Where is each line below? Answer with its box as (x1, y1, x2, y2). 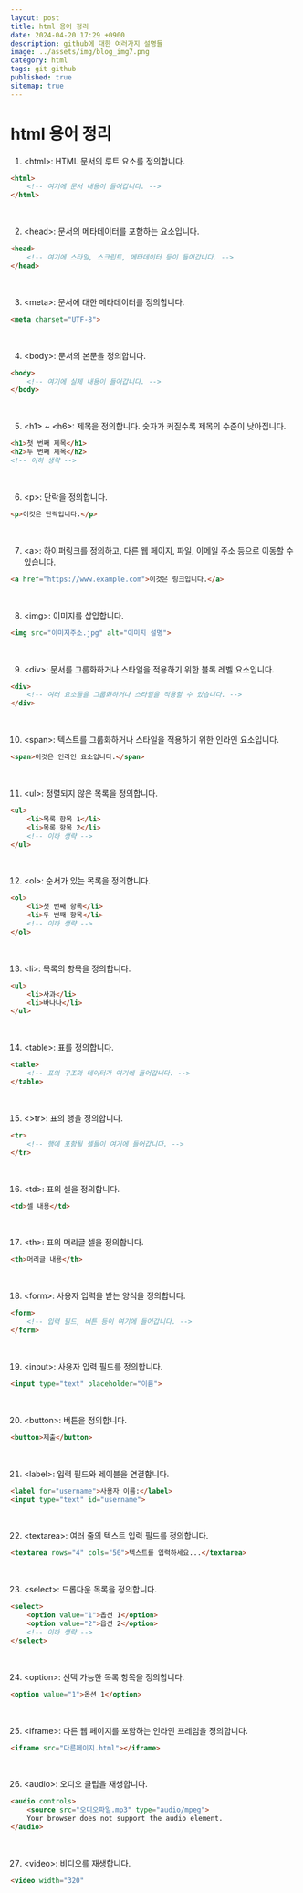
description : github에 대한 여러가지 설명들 (10, 38, 163, 48)
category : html (10, 56, 68, 65)
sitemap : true (10, 81, 65, 90)
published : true (10, 73, 72, 82)
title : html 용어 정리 (10, 22, 89, 31)
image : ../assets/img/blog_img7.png (10, 48, 150, 57)
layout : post (10, 13, 60, 23)
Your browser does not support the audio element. (26, 1814, 224, 1824)
